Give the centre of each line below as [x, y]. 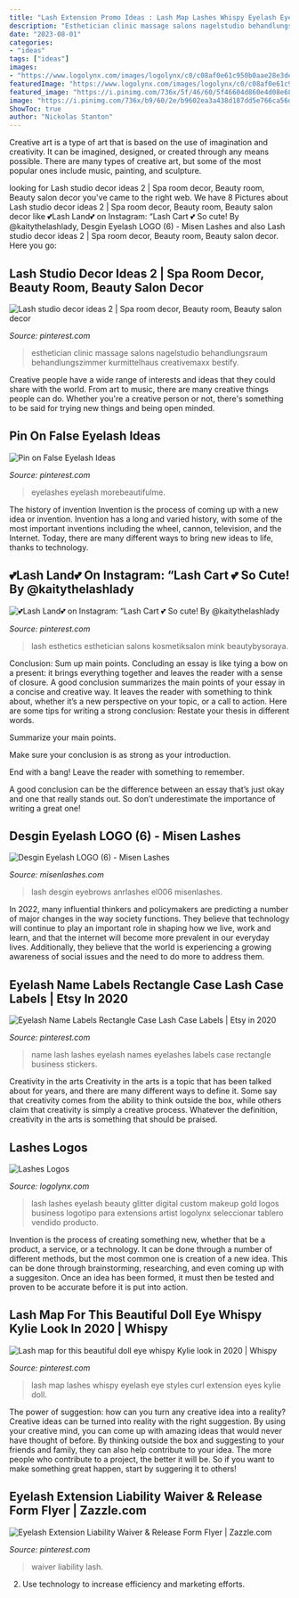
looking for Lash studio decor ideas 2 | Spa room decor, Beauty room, [137, 188]
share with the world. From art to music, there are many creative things [139, 389]
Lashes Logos [48, 1147]
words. [22, 720]
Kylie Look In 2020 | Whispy [89, 1329]
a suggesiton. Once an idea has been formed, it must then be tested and [142, 1277]
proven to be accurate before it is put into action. [99, 1287]
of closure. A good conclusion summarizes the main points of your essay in [147, 682]
